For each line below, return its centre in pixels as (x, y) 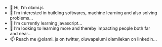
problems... (21, 18)
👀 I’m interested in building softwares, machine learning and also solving (83, 13)
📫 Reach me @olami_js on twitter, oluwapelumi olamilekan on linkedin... (83, 39)
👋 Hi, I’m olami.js (27, 8)
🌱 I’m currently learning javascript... (46, 23)
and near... (21, 34)
